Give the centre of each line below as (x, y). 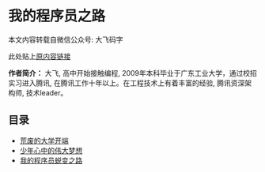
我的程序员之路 (57, 16)
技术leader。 (47, 92)
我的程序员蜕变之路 (51, 160)
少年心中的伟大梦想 (51, 150)
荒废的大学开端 (44, 140)
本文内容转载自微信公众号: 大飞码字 (66, 39)
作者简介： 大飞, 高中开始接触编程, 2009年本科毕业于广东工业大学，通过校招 (132, 73)
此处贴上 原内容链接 (40, 56)
